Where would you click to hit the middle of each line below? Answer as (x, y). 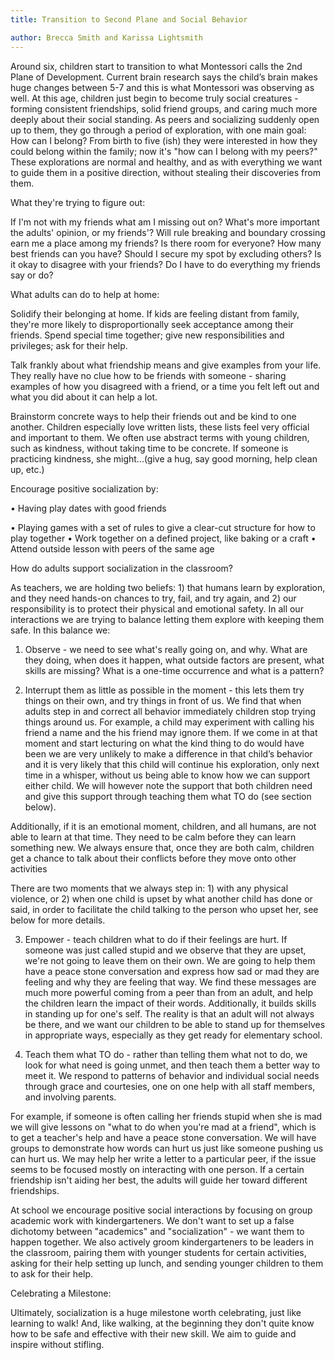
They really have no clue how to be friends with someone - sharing (148, 375)
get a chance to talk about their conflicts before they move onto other (153, 858)
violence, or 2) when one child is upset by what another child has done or (161, 898)
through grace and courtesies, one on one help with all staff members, (170, 1086)
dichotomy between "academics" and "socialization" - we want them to (157, 1231)
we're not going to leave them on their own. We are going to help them (170, 960)
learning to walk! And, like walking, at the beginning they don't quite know (162, 1323)
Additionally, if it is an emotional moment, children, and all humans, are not (163, 826)
